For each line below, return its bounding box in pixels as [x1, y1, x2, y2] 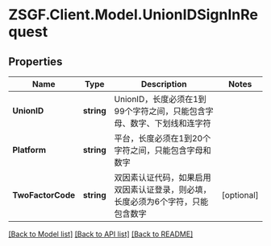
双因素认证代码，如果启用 [114, 172, 211, 182]
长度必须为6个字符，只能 [114, 196, 209, 207]
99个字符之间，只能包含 [114, 106, 206, 117]
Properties [8, 55, 63, 68]
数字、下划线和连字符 [130, 118, 211, 129]
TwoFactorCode [12, 190, 75, 200]
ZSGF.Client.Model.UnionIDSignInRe [8, 6, 258, 24]
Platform [12, 145, 47, 155]
